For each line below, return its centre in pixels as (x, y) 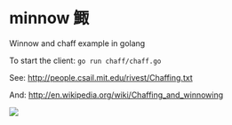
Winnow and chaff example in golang (77, 43)
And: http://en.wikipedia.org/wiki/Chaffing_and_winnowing (116, 95)
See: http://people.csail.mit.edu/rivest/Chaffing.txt (101, 77)
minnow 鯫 (49, 18)
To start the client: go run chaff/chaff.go (85, 60)
